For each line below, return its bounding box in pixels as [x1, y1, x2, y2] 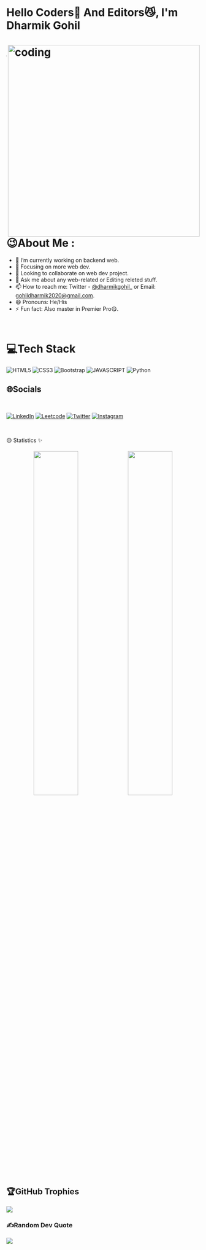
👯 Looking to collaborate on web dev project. [15, 269, 129, 276]
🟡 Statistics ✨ [6, 436, 43, 444]
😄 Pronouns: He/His [15, 298, 67, 305]
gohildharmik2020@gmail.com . [15, 291, 95, 299]
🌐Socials [6, 384, 42, 395]
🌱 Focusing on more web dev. [15, 263, 91, 270]
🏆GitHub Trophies [6, 1186, 80, 1197]
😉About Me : [6, 236, 75, 250]
